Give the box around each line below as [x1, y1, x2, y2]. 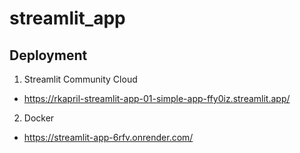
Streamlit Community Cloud [23, 73, 138, 85]
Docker [23, 112, 55, 124]
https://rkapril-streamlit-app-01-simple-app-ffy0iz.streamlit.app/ [23, 93, 291, 104]
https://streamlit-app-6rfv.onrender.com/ [23, 132, 194, 143]
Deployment [9, 47, 88, 64]
